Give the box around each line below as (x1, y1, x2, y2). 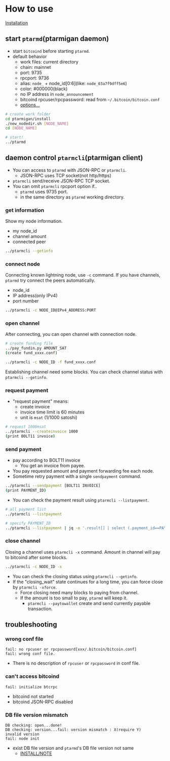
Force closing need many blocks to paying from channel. (20, 589, 139, 595)
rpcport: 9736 (20, 74, 50, 81)
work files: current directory (20, 59, 78, 65)
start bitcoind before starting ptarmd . (12, 48, 90, 54)
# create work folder (5, 111, 51, 117)
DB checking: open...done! (5, 722, 62, 728)
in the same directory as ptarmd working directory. (20, 194, 125, 200)
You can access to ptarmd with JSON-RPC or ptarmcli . (12, 167, 126, 173)
